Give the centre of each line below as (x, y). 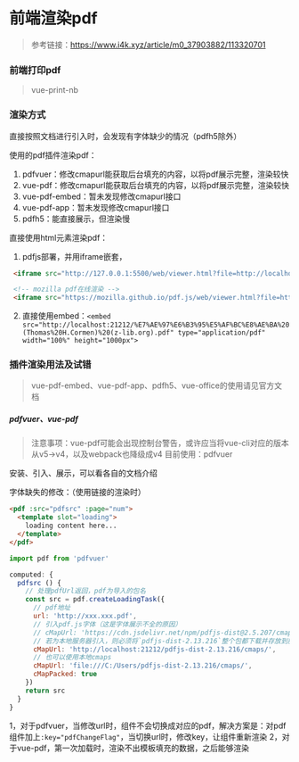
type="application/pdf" (222, 333)
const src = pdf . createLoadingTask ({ (95, 600)
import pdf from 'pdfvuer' (59, 559)
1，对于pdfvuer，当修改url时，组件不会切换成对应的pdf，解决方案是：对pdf (148, 725)
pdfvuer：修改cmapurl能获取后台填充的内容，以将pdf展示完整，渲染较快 (155, 174)
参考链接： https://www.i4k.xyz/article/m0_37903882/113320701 (148, 45)
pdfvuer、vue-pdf (44, 419)
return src (45, 691)
